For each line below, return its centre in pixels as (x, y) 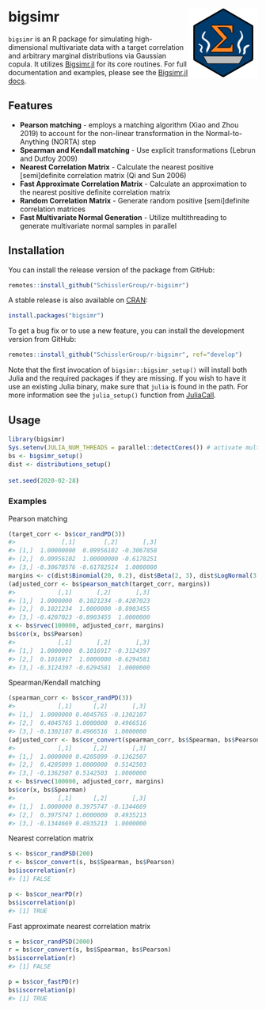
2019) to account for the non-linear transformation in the (112, 133)
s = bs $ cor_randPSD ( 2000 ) (51, 942)
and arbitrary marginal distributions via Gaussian (87, 55)
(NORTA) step (74, 142)
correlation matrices (52, 209)
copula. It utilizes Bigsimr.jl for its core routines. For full (98, 64)
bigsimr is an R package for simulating (71, 39)
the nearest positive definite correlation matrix (95, 192)
